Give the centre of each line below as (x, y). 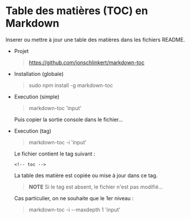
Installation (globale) (39, 74)
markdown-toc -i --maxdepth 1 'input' (75, 210)
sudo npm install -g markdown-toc (71, 85)
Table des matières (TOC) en (77, 11)
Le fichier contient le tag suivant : (55, 154)
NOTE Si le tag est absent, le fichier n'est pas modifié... (96, 187)
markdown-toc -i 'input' (57, 142)
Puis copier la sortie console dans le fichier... (68, 120)
